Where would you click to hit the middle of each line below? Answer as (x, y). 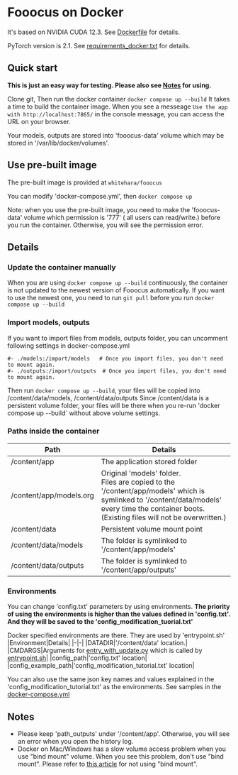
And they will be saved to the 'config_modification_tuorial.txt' (100, 622)
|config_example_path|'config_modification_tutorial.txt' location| (101, 666)
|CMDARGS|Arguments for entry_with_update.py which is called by (105, 651)
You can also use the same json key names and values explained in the (111, 679)
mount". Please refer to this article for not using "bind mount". (108, 764)
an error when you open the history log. (75, 741)
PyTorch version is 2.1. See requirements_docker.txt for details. (99, 45)
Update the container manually (62, 267)
